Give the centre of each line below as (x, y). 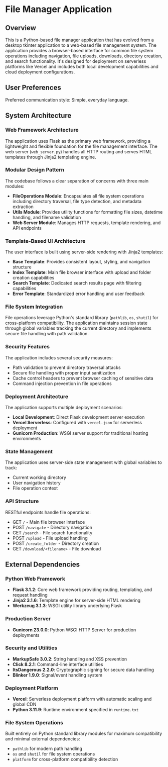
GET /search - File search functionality (52, 533)
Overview (21, 28)
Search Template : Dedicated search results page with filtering (77, 283)
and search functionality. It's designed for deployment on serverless (76, 61)
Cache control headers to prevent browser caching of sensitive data (83, 378)
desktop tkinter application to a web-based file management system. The (81, 45)
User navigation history (37, 483)
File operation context (35, 488)
